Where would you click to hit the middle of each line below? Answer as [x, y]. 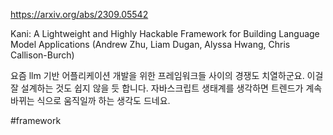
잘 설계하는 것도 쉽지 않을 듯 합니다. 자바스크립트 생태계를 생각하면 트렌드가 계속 [166, 88]
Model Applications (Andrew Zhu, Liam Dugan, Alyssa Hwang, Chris [150, 44]
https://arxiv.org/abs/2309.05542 [79, 14]
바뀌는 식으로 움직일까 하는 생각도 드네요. [90, 100]
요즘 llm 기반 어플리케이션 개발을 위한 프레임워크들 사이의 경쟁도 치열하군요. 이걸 [167, 75]
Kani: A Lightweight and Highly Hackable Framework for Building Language [165, 33]
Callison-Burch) [42, 55]
